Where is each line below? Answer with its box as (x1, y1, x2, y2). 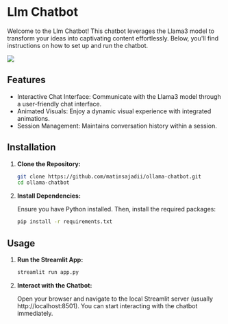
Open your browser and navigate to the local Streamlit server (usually (16, 294, 214, 303)
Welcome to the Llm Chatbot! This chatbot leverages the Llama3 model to (7, 27, 214, 35)
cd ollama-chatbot (16, 179, 70, 186)
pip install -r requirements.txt (16, 218, 113, 225)
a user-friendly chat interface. (16, 100, 102, 108)
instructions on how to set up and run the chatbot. (7, 41, 149, 49)
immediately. (16, 309, 53, 317)
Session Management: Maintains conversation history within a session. (16, 121, 218, 130)
